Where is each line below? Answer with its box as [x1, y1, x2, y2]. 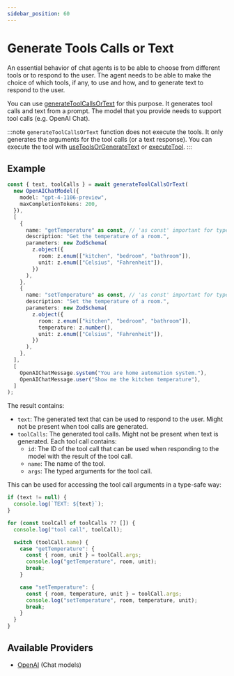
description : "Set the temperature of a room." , [25, 298, 170, 305]
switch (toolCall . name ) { [13, 538, 89, 545]
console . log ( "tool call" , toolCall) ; [13, 526, 123, 533]
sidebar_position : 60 [7, 10, 70, 17]
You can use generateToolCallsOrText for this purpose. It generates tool [7, 99, 212, 108]
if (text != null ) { [7, 494, 68, 501]
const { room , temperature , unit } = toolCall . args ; [25, 590, 182, 597]
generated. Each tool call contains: [17, 437, 117, 446]
